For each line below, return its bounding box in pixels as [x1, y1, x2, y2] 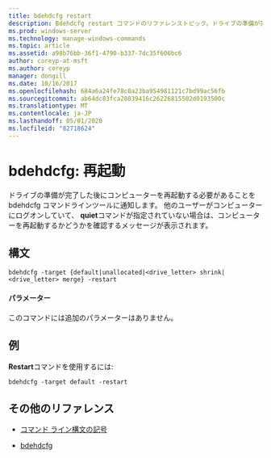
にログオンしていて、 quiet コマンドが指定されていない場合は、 [8, 210, 218, 220]
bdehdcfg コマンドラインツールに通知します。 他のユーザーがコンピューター [8, 200, 263, 210]
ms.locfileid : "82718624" [8, 124, 95, 132]
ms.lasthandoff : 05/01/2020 [8, 117, 103, 125]
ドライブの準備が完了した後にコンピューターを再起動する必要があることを [8, 190, 256, 200]
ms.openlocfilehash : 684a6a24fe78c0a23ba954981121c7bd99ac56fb [8, 86, 226, 95]
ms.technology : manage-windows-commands [8, 34, 147, 43]
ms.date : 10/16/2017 [8, 79, 78, 87]
